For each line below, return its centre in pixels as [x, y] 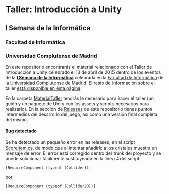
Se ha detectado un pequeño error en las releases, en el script [70, 142]
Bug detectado [21, 131]
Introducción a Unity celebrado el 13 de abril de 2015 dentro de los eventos [83, 72]
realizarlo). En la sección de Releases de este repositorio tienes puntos [79, 109]
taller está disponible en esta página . [43, 88]
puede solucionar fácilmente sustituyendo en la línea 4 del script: [73, 158]
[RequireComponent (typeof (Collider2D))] [50, 186]
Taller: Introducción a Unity [64, 9]
